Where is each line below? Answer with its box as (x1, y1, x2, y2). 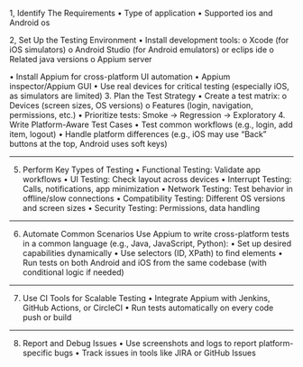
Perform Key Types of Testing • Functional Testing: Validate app (22, 164, 262, 175)
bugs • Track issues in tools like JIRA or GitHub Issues (53, 347, 257, 358)
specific (22, 347, 52, 358)
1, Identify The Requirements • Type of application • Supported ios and (9, 8, 273, 18)
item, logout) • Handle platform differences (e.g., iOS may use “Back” (9, 129, 267, 139)
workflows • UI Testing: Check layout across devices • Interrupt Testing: (22, 174, 292, 184)
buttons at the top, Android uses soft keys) (9, 139, 169, 149)
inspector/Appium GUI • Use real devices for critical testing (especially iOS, (9, 81, 290, 91)
